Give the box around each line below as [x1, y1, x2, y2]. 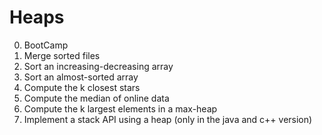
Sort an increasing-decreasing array [23, 60, 174, 72]
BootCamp [23, 39, 69, 51]
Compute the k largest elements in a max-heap [23, 102, 218, 115]
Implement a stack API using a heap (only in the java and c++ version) [23, 113, 313, 125]
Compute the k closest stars [23, 81, 141, 93]
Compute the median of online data [23, 92, 170, 104]
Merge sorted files [23, 49, 101, 61]
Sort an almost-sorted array [23, 71, 139, 83]
